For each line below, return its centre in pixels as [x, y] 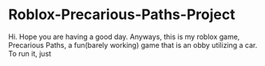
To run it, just [30, 53]
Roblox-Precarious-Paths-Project [122, 15]
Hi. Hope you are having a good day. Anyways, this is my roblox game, [124, 37]
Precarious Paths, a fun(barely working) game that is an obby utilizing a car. [133, 45]
